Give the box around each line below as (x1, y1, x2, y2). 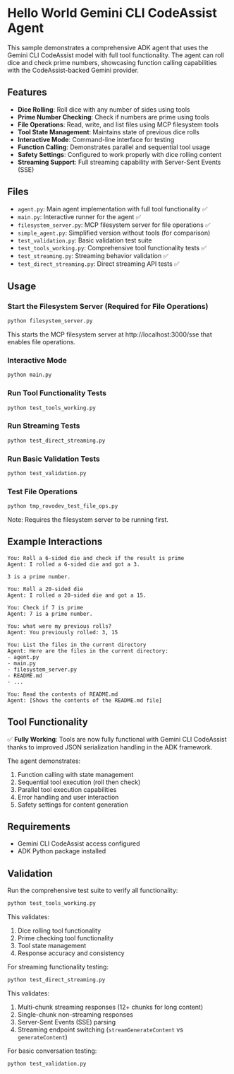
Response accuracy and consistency (17, 949, 125, 957)
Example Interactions (7, 536, 103, 548)
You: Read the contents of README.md (7, 691, 118, 698)
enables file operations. (7, 338, 76, 346)
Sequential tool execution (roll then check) (17, 778, 141, 786)
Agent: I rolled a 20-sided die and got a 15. (7, 592, 147, 599)
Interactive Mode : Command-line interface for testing (17, 135, 175, 144)
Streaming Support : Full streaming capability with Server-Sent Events (17, 158, 221, 166)
